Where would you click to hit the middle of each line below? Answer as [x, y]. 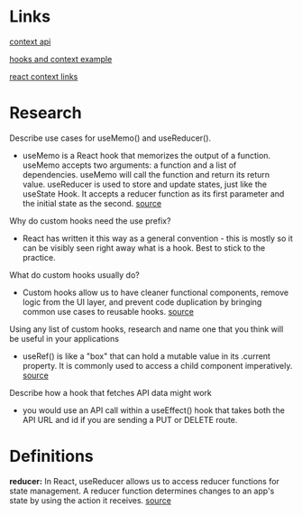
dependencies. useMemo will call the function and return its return [146, 174]
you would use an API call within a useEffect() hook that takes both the [154, 410]
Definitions [52, 456]
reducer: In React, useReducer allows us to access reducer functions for [144, 481]
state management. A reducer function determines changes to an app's [142, 491]
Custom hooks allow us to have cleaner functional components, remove [156, 292]
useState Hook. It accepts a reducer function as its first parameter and [153, 193]
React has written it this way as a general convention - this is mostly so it [157, 238]
